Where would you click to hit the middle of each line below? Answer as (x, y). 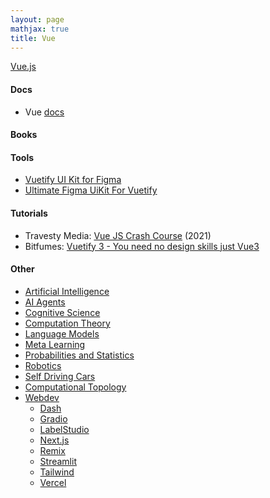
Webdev (42, 397)
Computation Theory (67, 323)
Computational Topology (75, 387)
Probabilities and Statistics (79, 355)
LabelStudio (64, 429)
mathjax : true (40, 29)
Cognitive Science (62, 312)
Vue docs (44, 112)
